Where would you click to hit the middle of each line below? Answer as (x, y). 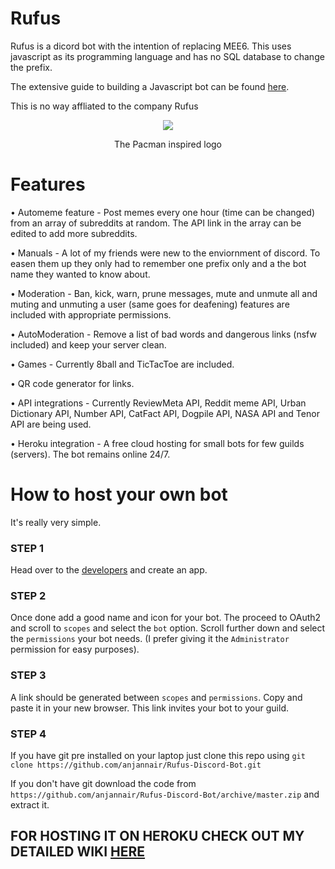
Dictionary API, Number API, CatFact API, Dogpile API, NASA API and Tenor (165, 413)
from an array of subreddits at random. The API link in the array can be (156, 223)
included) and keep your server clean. (88, 344)
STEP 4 (28, 734)
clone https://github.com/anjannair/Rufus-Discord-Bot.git (136, 765)
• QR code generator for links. (72, 383)
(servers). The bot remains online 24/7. (90, 454)
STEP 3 (28, 675)
